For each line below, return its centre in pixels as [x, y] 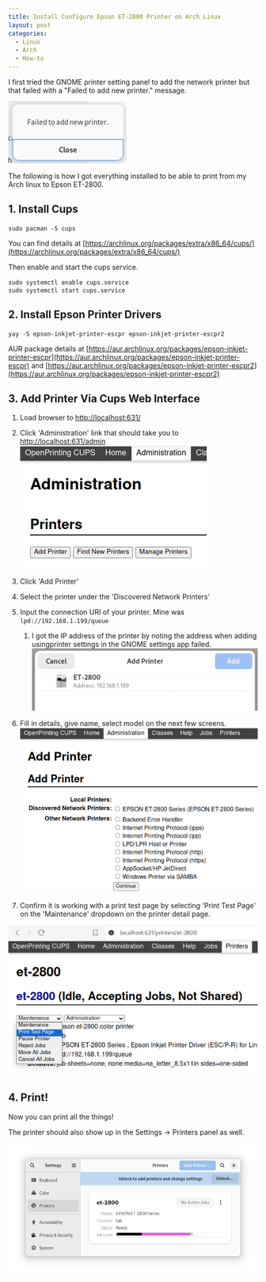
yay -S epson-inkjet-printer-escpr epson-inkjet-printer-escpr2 [116, 334]
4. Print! [28, 1098]
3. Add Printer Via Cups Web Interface [104, 399]
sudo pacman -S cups [42, 228]
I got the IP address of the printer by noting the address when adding [144, 636]
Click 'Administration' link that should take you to [99, 433]
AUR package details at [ [49, 348]
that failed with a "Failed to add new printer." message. [97, 90]
